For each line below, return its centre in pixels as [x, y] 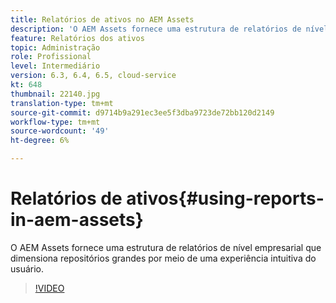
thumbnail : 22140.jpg [55, 94]
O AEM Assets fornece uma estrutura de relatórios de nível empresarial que [166, 247]
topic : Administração [55, 47]
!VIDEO [49, 288]
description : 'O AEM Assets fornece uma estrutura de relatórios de [156, 29]
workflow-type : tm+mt [55, 122]
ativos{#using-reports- [225, 198]
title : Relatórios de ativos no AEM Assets [102, 19]
